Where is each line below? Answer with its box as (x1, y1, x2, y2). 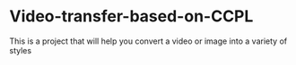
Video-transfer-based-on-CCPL (9, 6, 254, 27)
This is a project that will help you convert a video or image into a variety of (9, 36, 288, 46)
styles (9, 45, 32, 55)
